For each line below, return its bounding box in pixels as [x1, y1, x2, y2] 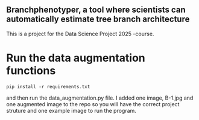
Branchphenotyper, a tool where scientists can [6, 5, 186, 15]
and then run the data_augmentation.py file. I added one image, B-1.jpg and [6, 94, 194, 101]
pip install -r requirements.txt [6, 83, 90, 89]
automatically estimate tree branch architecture [6, 14, 190, 25]
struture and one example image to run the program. [6, 107, 137, 114]
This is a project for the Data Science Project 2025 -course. [6, 30, 154, 37]
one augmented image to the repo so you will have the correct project [6, 100, 180, 107]
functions [6, 64, 56, 77]
